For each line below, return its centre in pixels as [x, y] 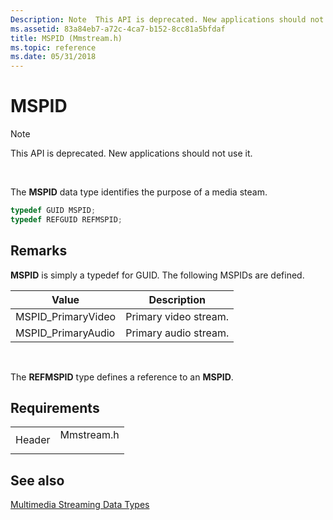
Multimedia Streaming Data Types [80, 505]
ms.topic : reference [53, 47]
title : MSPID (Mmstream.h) [66, 38]
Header [33, 440]
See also [37, 480]
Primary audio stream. [177, 333]
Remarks [39, 251]
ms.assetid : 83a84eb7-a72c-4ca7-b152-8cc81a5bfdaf [118, 29]
